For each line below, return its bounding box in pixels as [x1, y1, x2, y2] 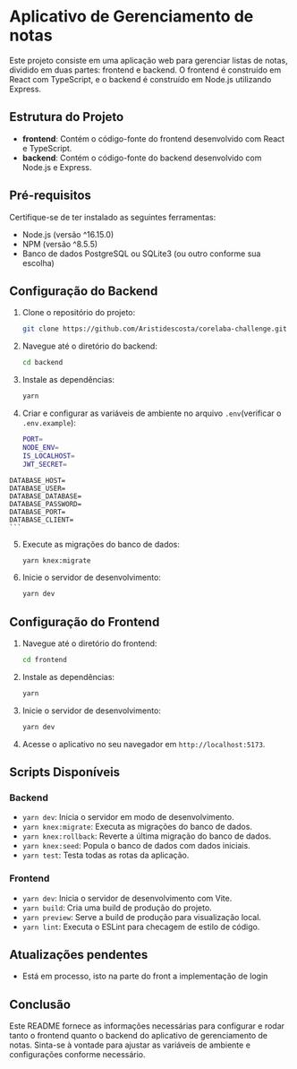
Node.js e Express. [21, 161, 92, 172]
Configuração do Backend [9, 283, 158, 298]
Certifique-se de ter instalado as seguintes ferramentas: [9, 211, 216, 222]
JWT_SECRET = [21, 460, 67, 469]
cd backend [21, 358, 64, 367]
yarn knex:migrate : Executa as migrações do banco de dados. [21, 822, 253, 832]
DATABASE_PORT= [9, 507, 66, 516]
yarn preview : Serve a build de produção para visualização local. [21, 911, 262, 922]
